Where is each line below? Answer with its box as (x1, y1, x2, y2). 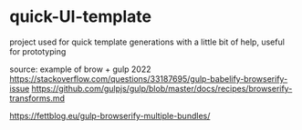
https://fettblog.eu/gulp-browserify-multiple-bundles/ (9, 110, 211, 121)
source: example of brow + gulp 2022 (9, 64, 151, 75)
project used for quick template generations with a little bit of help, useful (9, 36, 286, 47)
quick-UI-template (9, 6, 152, 27)
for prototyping (9, 45, 67, 56)
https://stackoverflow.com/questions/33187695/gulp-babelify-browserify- (9, 73, 288, 84)
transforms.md (9, 93, 66, 104)
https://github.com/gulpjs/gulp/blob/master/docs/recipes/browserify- (31, 83, 293, 94)
